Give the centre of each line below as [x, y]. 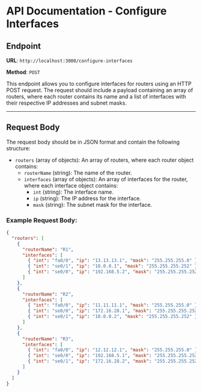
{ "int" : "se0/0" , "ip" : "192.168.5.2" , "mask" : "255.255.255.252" [114, 272]
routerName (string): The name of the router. [78, 173]
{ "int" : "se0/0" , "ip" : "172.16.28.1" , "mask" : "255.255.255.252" [114, 311]
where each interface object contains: [71, 185]
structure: [18, 148]
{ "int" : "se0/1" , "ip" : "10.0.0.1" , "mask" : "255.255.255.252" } [113, 266]
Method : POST [23, 72]
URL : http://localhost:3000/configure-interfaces [70, 60]
